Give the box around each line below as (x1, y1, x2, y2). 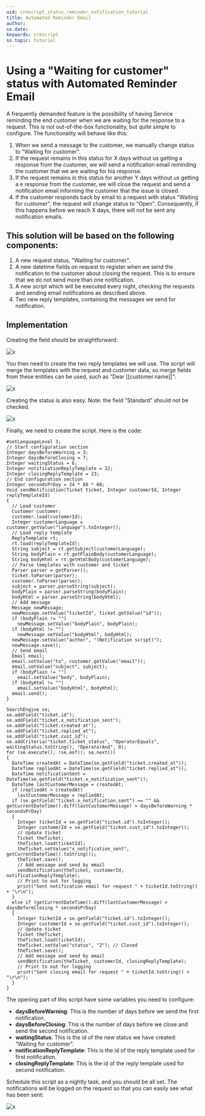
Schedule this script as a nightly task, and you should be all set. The (6, 1078, 178, 1085)
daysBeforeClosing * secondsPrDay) (6, 904, 97, 911)
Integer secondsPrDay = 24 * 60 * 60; (6, 481, 105, 487)
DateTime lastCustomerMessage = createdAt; (12, 781, 124, 787)
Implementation (6, 320, 68, 331)
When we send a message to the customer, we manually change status (15, 141, 195, 149)
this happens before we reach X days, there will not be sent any (15, 206, 176, 214)
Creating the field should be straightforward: (6, 336, 118, 343)
